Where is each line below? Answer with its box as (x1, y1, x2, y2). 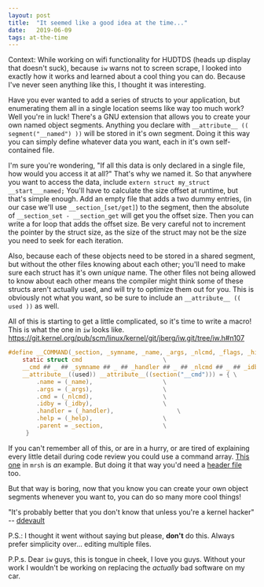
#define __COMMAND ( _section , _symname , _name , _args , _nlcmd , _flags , (8, 349, 244, 356)
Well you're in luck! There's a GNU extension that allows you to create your (8, 112, 251, 122)
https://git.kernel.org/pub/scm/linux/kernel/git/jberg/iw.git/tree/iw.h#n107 (8, 334, 245, 343)
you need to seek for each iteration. (8, 236, 123, 246)
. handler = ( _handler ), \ (36, 407, 181, 415)
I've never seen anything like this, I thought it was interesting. (8, 80, 207, 90)
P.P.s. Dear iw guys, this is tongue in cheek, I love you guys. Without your (8, 554, 246, 563)
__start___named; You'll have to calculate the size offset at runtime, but (8, 186, 238, 195)
